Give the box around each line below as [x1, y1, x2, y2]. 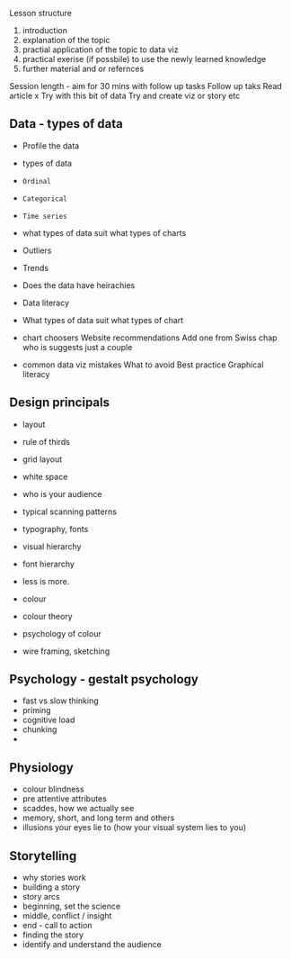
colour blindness [22, 783, 84, 795]
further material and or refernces [22, 63, 145, 74]
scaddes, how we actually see [22, 803, 135, 814]
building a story [22, 882, 81, 892]
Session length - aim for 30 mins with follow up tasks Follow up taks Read [9, 81, 283, 91]
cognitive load [22, 715, 75, 726]
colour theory [22, 611, 74, 621]
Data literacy [22, 297, 70, 308]
